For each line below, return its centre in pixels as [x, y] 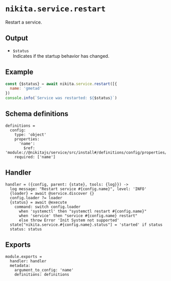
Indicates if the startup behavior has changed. [61, 56]
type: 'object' [31, 134]
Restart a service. [24, 22]
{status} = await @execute [38, 202]
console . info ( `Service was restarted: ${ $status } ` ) [61, 98]
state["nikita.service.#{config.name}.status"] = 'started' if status [86, 225]
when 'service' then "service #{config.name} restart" [78, 216]
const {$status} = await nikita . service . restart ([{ [61, 84]
